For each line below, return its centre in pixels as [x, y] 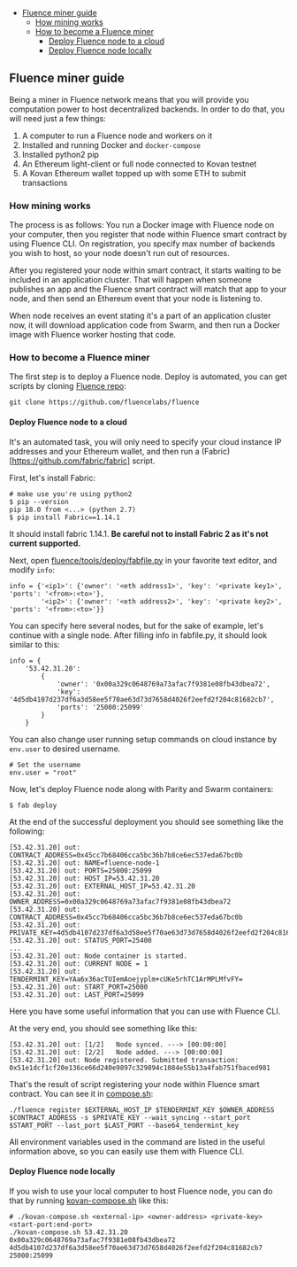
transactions [45, 183]
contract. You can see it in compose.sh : [81, 1093]
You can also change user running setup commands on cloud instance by [143, 739]
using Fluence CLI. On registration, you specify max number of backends [142, 244]
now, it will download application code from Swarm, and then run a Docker [145, 325]
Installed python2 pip [61, 154]
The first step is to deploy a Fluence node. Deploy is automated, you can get [148, 377]
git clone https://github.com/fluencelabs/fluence [104, 402]
